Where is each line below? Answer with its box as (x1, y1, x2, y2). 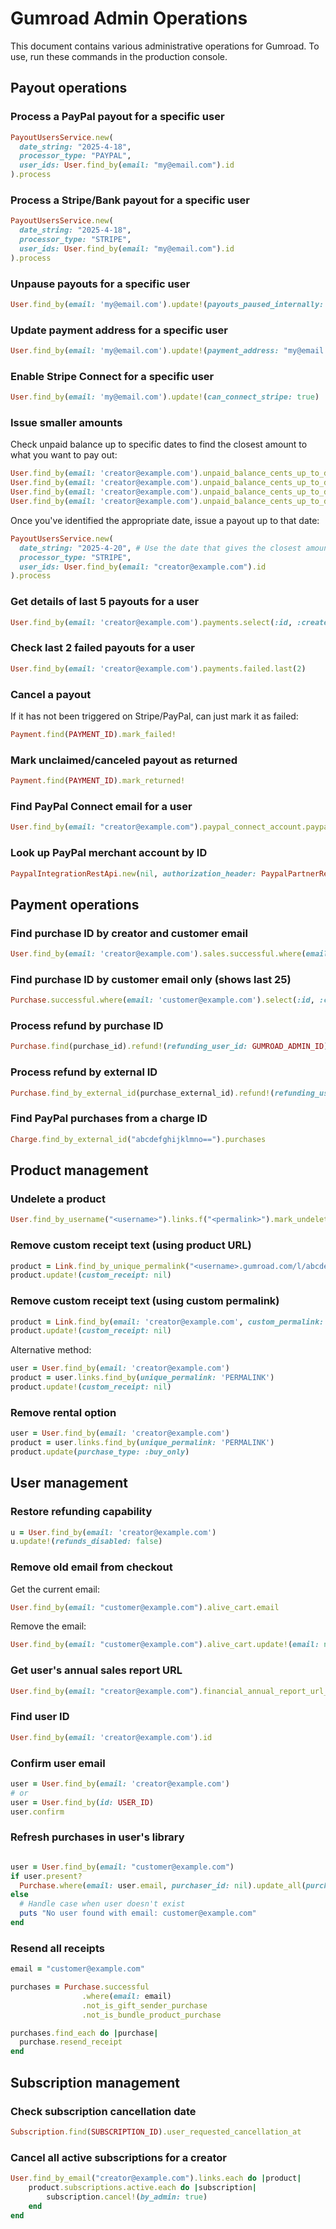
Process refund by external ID (10, 1065, 158, 1079)
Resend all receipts (10, 1941, 105, 1955)
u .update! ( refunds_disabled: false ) (10, 1537, 163, 1547)
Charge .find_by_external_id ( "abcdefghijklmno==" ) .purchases (10, 1134, 267, 1144)
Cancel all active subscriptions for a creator (10, 2150, 227, 2164)
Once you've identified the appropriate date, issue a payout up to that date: (10, 514, 320, 526)
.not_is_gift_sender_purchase (81, 2000, 208, 2011)
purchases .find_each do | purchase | (10, 2028, 159, 2038)
